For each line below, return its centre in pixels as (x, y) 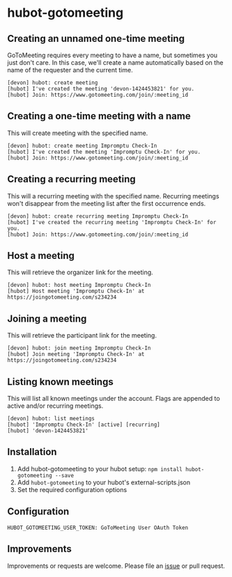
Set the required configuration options (72, 489)
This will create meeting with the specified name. (78, 133)
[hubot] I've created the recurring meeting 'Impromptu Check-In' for (112, 222)
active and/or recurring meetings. (55, 406)
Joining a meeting (47, 318)
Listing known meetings (60, 382)
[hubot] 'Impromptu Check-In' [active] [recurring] (84, 425)
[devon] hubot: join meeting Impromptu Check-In (79, 348)
